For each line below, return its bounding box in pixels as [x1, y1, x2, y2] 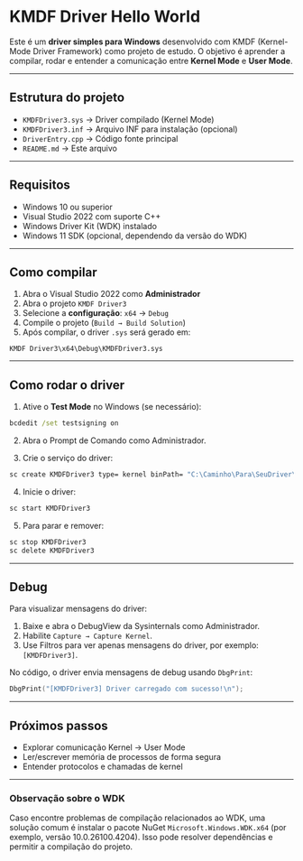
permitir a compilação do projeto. [9, 841, 133, 852]
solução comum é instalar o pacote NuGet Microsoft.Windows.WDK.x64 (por [9, 822, 287, 833]
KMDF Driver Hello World [9, 6, 201, 27]
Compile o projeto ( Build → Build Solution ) [22, 318, 187, 329]
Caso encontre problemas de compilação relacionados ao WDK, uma [9, 812, 266, 823]
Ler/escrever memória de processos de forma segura [22, 752, 222, 763]
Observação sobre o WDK [9, 792, 125, 804]
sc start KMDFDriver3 [9, 504, 91, 513]
